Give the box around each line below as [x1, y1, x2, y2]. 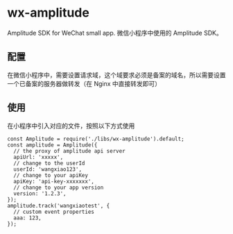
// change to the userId [13, 160, 85, 167]
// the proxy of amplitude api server [13, 147, 126, 154]
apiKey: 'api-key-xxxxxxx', [13, 178, 95, 185]
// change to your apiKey [13, 172, 89, 178]
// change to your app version [13, 184, 104, 191]
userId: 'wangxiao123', [13, 165, 82, 173]
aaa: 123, [13, 214, 42, 222]
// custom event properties [13, 208, 95, 215]
